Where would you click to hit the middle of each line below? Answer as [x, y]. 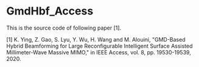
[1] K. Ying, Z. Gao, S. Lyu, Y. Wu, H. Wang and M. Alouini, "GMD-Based [96, 39]
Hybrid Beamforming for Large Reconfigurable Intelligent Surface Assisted [100, 46]
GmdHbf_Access [50, 11]
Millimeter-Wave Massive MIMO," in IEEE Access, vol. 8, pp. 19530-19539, [99, 52]
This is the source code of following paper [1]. [64, 28]
